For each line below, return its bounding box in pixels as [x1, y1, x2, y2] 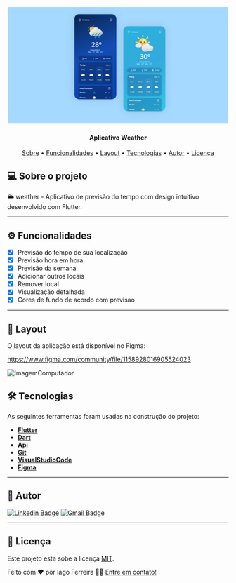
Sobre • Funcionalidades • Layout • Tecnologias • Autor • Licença [22, 149, 214, 157]
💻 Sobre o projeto [7, 170, 88, 182]
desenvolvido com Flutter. [7, 203, 83, 211]
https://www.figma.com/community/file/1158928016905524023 [7, 355, 191, 364]
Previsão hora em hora [17, 256, 84, 264]
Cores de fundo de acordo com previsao [17, 295, 136, 304]
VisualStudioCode [17, 456, 72, 464]
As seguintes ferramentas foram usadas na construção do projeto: [7, 413, 199, 420]
